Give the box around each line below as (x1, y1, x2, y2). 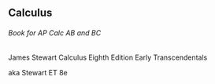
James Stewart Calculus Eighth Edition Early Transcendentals (8, 53, 208, 62)
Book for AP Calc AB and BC (8, 27, 102, 38)
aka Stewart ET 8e (8, 68, 69, 77)
